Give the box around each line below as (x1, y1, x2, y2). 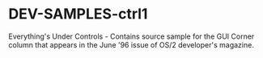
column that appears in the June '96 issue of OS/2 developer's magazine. (8, 39, 255, 49)
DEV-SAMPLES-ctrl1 (8, 5, 148, 23)
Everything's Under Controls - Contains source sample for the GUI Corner (8, 31, 255, 41)
